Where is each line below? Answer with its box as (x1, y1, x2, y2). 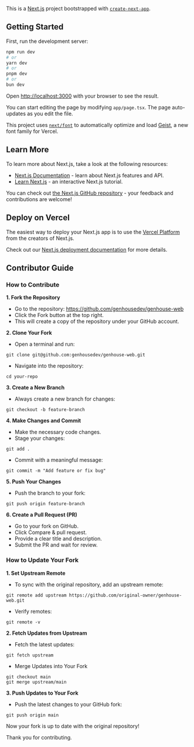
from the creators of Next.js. (6, 235, 74, 242)
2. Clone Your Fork (6, 329, 52, 336)
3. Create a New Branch (6, 384, 65, 391)
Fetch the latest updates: (14, 641, 75, 648)
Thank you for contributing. (6, 733, 72, 741)
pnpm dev (6, 71, 28, 77)
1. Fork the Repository (6, 294, 60, 301)
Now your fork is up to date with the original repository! (6, 722, 139, 729)
